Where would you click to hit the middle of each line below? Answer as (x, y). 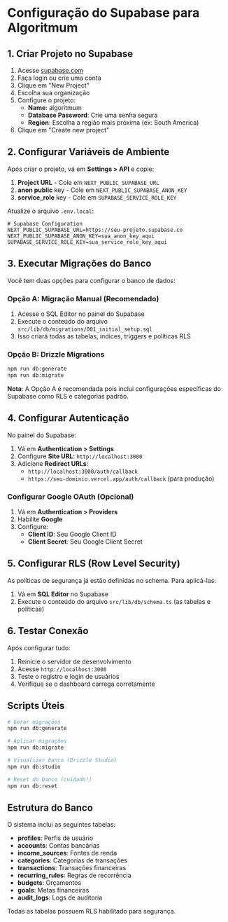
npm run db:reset (33, 786)
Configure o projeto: (47, 100)
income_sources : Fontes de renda (67, 853)
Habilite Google (40, 519)
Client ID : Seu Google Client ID (72, 535)
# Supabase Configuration (45, 223)
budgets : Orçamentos (49, 883)
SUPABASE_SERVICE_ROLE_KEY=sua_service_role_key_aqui (87, 242)
